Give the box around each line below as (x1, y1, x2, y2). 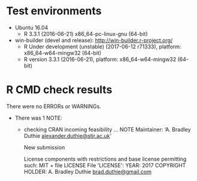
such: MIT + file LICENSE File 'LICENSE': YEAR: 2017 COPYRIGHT (23, 161, 186, 168)
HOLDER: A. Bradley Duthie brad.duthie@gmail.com (23, 168, 151, 175)
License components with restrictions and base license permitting (23, 155, 187, 162)
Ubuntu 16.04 (14, 24, 49, 31)
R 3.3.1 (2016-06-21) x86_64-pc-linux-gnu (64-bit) (23, 30, 148, 37)
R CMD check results (6, 83, 113, 97)
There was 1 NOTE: (14, 114, 63, 121)
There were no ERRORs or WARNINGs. (6, 103, 102, 110)
